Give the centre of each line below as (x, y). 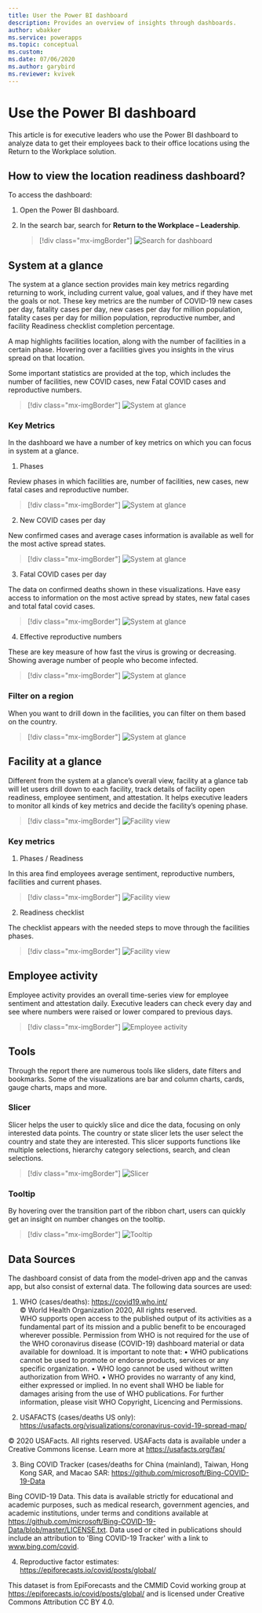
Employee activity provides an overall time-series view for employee (118, 995)
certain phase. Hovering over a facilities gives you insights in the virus (121, 350)
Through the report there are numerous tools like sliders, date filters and (125, 1070)
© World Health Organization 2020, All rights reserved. (108, 1309)
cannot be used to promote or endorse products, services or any (124, 1360)
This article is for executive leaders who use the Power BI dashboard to (123, 134)
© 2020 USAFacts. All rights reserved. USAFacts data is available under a (127, 1441)
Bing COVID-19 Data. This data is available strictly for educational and (121, 1496)
